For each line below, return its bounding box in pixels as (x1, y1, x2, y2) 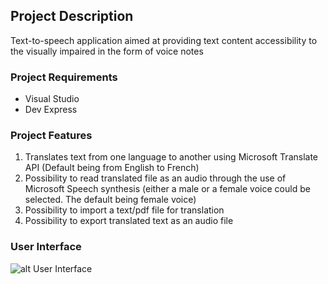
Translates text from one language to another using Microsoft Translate (24, 151, 319, 163)
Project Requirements (10, 70, 118, 84)
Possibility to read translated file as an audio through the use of (24, 172, 287, 184)
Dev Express (24, 104, 78, 116)
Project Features (10, 129, 93, 143)
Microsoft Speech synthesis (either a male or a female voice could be (24, 183, 311, 195)
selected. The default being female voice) (24, 194, 197, 206)
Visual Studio (24, 93, 80, 105)
